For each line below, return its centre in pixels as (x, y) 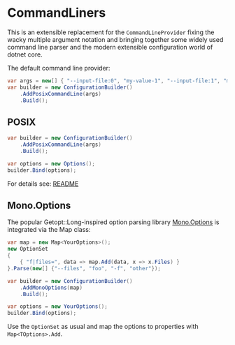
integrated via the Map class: (49, 230)
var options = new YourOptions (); (58, 307)
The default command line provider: (59, 68)
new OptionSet (28, 249)
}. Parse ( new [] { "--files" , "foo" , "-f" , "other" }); (84, 268)
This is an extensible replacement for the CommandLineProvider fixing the (111, 32)
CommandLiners (57, 13)
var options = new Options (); (51, 163)
